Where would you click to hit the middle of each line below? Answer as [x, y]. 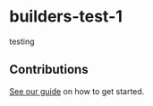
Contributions [49, 70]
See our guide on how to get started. [77, 91]
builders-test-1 [66, 17]
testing [22, 41]
